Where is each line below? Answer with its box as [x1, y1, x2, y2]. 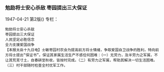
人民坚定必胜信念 [5, 37, 35, 42]
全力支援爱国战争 [5, 42, 35, 47]
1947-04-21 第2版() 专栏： [5, 16, 59, 22]
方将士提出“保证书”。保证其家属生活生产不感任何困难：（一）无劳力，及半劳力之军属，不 [5, 53, 158, 58]
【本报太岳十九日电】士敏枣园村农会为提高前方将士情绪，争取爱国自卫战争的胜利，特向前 [5, 48, 159, 53]
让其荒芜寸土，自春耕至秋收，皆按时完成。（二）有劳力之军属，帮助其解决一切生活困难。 [5, 58, 158, 63]
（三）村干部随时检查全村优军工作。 [5, 63, 68, 68]
